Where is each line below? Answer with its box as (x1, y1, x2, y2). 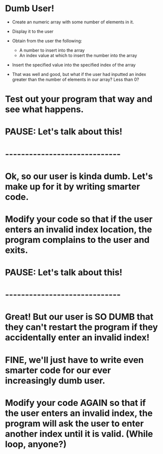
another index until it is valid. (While (5, 428, 153, 439)
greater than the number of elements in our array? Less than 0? (12, 76, 140, 82)
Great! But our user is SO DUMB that (5, 311, 154, 323)
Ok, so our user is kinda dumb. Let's (5, 171, 153, 182)
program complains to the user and (5, 234, 150, 245)
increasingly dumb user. (5, 375, 106, 386)
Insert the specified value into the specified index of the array (12, 62, 136, 68)
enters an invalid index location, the (5, 224, 152, 235)
